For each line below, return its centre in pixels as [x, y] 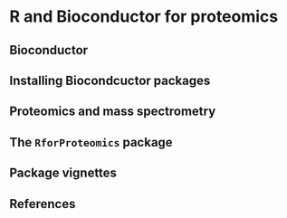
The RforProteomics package [91, 142]
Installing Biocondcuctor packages [110, 80]
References [43, 204]
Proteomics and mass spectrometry [113, 112]
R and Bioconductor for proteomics [144, 17]
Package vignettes [63, 173]
